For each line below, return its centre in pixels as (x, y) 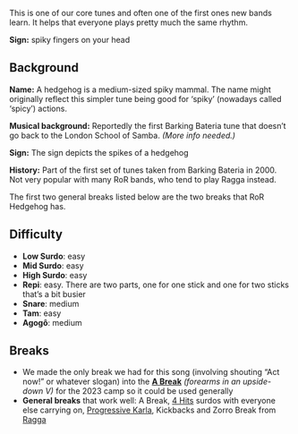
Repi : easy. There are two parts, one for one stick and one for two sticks (155, 285)
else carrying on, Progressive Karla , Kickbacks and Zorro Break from (149, 410)
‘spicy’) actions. (38, 108)
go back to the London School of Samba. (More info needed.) (122, 135)
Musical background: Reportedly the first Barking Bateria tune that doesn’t (148, 125)
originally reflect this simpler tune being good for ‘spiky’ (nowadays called (145, 98)
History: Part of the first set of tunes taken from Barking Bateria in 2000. (143, 170)
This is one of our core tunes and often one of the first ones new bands (141, 13)
